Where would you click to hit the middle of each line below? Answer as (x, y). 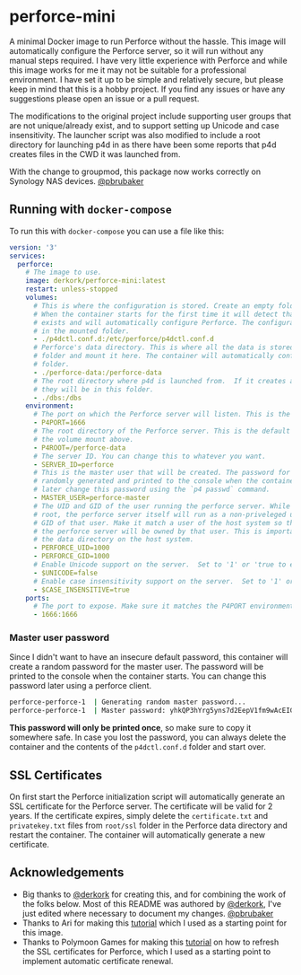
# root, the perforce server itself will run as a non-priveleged (159, 514)
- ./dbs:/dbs (57, 398)
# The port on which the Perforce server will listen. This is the (162, 415)
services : (28, 256)
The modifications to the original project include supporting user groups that (150, 116)
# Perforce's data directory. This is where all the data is (150, 347)
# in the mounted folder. (81, 331)
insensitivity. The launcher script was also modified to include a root (135, 135)
